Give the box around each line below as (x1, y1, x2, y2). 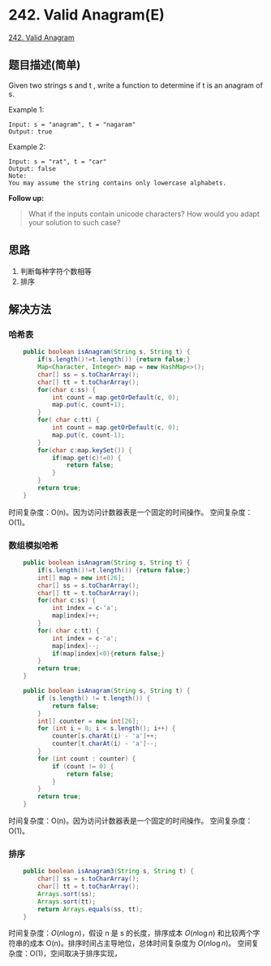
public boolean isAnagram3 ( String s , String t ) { (23, 868, 195, 876)
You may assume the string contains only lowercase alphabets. (8, 179, 227, 187)
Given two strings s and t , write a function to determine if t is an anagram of (8, 80, 264, 90)
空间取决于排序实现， (49, 949, 122, 959)
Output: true (8, 128, 53, 136)
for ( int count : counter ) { (37, 755, 136, 763)
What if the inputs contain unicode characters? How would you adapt (28, 209, 260, 219)
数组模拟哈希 (8, 539, 59, 550)
